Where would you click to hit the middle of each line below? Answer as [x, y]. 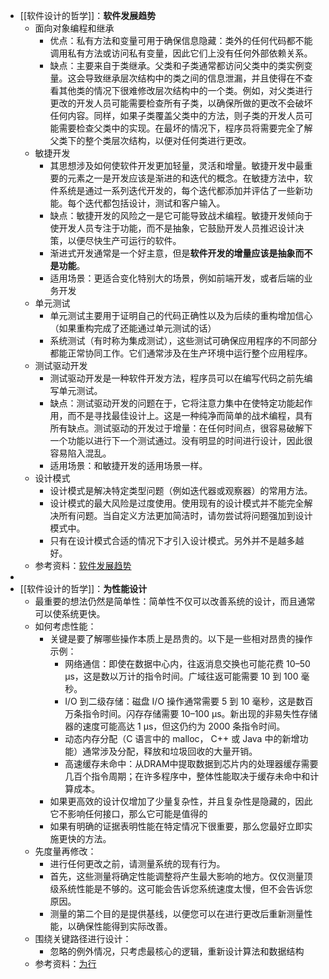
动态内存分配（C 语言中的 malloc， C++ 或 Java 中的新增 [182, 738]
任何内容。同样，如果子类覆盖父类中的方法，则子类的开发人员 [177, 115]
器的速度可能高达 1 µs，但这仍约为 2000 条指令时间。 [175, 726]
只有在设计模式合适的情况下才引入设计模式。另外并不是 [163, 540]
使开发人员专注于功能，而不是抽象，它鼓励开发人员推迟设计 [172, 228]
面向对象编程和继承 [74, 28]
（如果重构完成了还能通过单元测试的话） [133, 328]
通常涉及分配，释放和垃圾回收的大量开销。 [170, 751]
